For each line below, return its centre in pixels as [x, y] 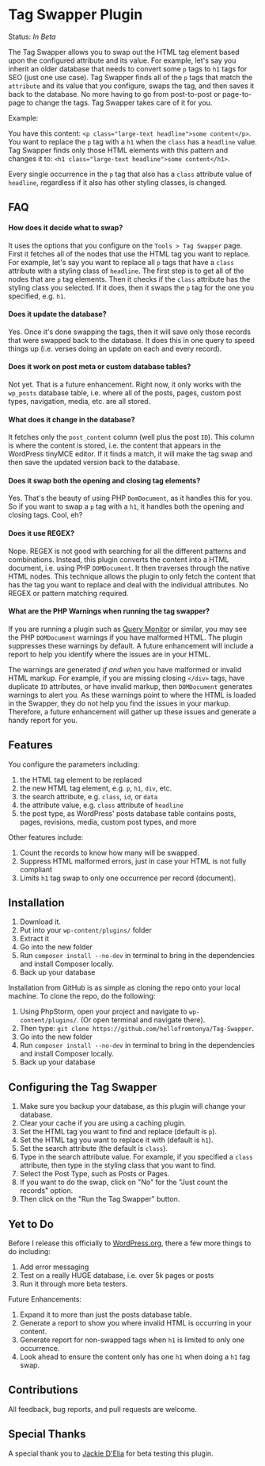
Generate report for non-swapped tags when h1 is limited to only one [132, 1340]
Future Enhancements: [45, 1299]
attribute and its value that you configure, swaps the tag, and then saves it [131, 86]
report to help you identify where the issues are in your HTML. [110, 654]
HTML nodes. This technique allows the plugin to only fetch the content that [132, 576]
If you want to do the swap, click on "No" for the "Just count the [123, 1182]
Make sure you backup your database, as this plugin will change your [132, 1106]
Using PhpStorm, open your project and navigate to [103, 1012]
